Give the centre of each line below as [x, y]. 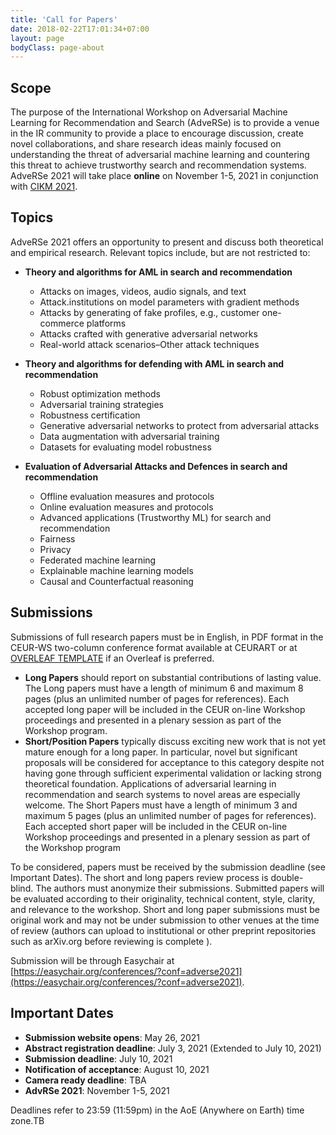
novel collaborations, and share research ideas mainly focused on [146, 144]
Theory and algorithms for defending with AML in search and [154, 363]
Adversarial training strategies [101, 404]
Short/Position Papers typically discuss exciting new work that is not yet [175, 741]
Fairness [57, 538]
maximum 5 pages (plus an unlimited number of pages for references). [170, 815]
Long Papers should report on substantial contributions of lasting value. [173, 677]
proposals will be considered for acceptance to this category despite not [174, 762]
